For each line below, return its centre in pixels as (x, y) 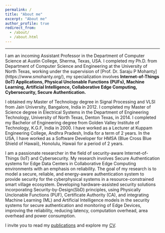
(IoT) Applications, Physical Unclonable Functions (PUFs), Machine (75, 82)
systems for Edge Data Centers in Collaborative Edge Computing (71, 163)
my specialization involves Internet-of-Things (113, 76)
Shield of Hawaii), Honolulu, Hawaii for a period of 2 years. (64, 144)
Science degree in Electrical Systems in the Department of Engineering (77, 112)
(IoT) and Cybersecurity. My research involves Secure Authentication (90, 158)
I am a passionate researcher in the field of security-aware (64, 153)
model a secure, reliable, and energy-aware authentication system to (75, 174)
